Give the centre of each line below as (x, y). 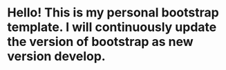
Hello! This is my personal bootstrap (113, 13)
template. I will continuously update (112, 27)
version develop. (56, 57)
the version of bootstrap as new (100, 42)
